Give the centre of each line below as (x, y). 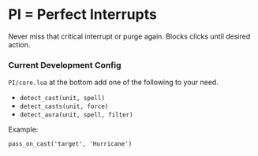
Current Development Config (65, 65)
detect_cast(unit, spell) (62, 98)
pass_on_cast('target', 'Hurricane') (70, 144)
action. (19, 44)
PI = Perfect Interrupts (83, 15)
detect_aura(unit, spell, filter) (76, 115)
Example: (23, 130)
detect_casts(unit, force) (64, 107)
